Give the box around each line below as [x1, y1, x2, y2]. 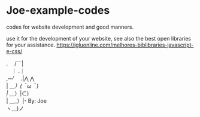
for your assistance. [6, 41, 56, 48]
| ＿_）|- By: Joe [6, 97, 47, 104]
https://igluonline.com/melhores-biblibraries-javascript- [56, 41, 194, 48]
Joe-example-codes [6, 4, 110, 17]
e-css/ [6, 47, 23, 54]
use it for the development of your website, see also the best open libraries [6, 35, 192, 42]
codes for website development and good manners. [6, 23, 134, 30]
